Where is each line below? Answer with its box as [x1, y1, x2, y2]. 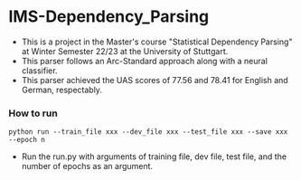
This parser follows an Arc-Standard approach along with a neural [21, 55, 268, 66]
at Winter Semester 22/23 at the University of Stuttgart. [21, 45, 229, 56]
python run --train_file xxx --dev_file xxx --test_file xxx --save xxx [8, 128, 288, 137]
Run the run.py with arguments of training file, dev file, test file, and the [21, 151, 287, 162]
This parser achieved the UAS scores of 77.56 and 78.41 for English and [21, 74, 288, 85]
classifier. [21, 65, 58, 76]
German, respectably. [21, 84, 103, 95]
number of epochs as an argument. [21, 161, 154, 172]
